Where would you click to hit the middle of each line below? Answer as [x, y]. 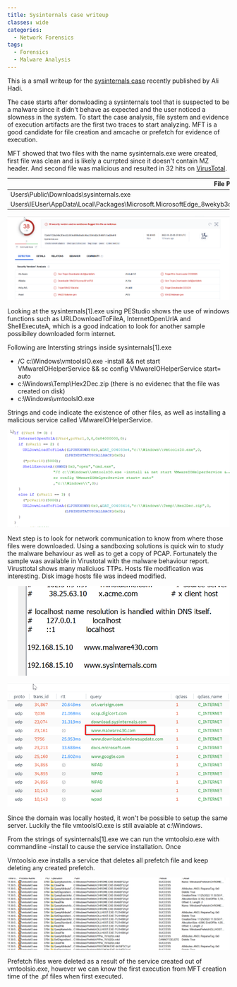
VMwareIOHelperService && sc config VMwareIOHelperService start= [119, 369]
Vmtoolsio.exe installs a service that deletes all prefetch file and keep [108, 860]
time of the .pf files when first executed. [65, 976]
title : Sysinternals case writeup [58, 15]
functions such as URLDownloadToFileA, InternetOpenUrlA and [99, 318]
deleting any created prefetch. [51, 868]
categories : [25, 30]
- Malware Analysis [42, 60]
